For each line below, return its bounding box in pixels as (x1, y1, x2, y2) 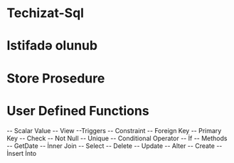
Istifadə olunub (6, 38, 97, 54)
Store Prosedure (6, 70, 105, 86)
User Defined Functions (6, 102, 150, 119)
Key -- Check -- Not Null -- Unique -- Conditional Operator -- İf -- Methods (6, 134, 228, 142)
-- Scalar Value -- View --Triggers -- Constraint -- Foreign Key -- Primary (6, 126, 222, 135)
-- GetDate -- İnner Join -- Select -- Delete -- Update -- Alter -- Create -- (6, 141, 223, 150)
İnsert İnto (6, 149, 37, 157)
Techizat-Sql (6, 5, 85, 21)
